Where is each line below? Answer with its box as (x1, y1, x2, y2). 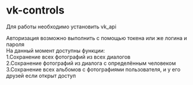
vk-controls (6, 4, 65, 17)
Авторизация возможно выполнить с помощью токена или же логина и (6, 34, 188, 41)
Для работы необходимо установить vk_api (6, 23, 117, 30)
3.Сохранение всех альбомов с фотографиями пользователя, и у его (6, 66, 181, 73)
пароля (6, 41, 25, 48)
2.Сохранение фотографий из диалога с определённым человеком (6, 60, 176, 67)
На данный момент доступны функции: (6, 47, 105, 54)
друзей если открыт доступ (6, 72, 76, 79)
